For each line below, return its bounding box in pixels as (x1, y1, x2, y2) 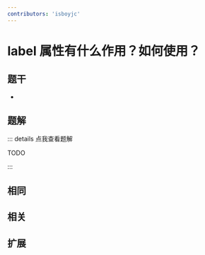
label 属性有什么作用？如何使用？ (7, 43, 201, 59)
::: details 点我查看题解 (7, 135, 73, 143)
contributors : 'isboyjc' (7, 10, 81, 18)
